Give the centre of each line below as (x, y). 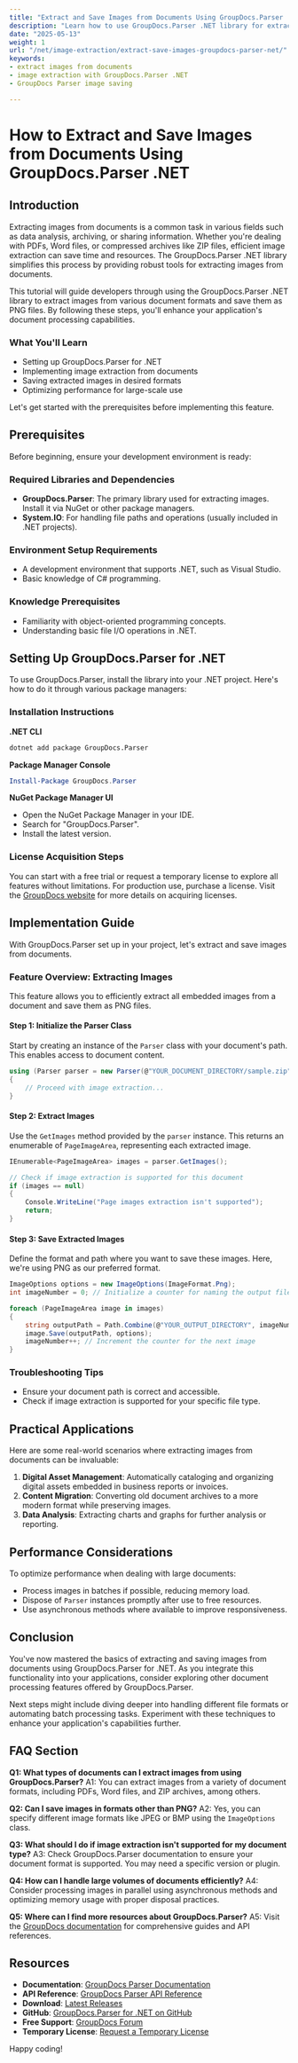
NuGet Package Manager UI (61, 798)
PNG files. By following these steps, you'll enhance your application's (136, 310)
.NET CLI (26, 731)
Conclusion (42, 1638)
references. (30, 1935)
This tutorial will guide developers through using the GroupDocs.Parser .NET (149, 291)
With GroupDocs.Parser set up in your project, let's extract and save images (148, 944)
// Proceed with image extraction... (95, 1088)
